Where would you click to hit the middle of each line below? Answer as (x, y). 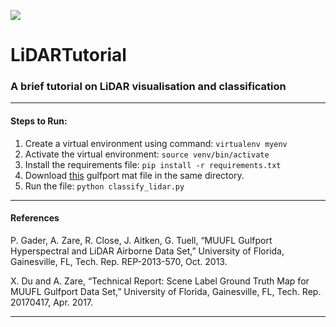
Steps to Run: (39, 121)
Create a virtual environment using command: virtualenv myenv (156, 143)
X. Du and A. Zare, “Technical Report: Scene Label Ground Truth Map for (160, 281)
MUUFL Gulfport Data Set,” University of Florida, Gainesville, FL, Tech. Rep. (166, 291)
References (35, 218)
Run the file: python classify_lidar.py (104, 186)
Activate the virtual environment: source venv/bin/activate (147, 154)
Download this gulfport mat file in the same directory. (134, 175)
